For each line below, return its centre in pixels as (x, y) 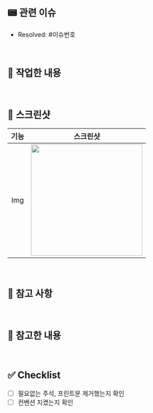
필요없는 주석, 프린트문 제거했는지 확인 (71, 393)
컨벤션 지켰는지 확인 (45, 402)
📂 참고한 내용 (35, 335)
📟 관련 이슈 (32, 13)
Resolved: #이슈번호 (47, 34)
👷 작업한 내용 (35, 73)
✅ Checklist (34, 376)
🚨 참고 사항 (30, 294)
